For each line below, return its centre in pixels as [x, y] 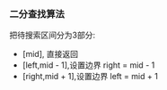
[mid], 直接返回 [50, 54]
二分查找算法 [37, 13]
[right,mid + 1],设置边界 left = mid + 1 [90, 77]
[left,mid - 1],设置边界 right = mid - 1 [88, 65]
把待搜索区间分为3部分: [53, 35]
